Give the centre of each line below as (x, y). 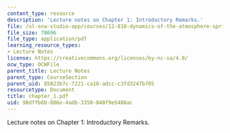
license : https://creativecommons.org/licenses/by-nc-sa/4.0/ (98, 58)
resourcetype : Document (41, 90)
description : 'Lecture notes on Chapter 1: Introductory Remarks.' (105, 20)
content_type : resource (41, 13)
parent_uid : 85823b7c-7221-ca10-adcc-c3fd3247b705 (81, 84)
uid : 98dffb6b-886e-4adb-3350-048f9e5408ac (70, 103)
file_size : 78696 (32, 33)
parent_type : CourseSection (47, 77)
